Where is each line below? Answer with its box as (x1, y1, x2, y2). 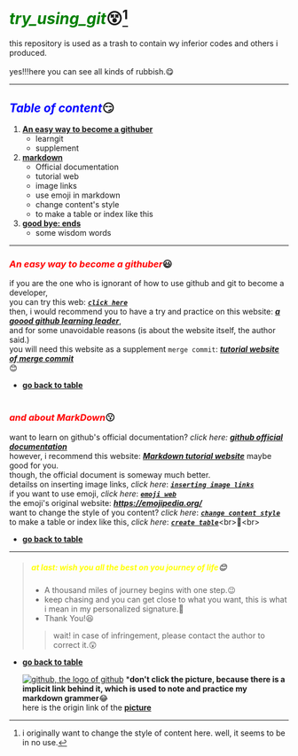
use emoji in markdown (35, 190, 121, 200)
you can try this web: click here (9, 297, 129, 308)
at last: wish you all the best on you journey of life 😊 (30, 562, 227, 573)
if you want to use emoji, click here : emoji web (9, 488, 177, 499)
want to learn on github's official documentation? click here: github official (9, 432, 284, 442)
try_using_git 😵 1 (9, 5, 129, 29)
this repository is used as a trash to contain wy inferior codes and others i (9, 38, 278, 49)
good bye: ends (21, 218, 82, 229)
